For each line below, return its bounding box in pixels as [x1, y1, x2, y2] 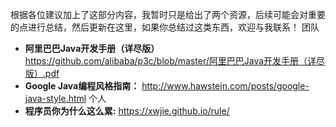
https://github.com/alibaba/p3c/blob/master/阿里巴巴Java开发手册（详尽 [24, 55, 326, 67]
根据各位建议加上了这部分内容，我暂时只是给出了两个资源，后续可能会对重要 [10, 9, 326, 20]
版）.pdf [24, 68, 60, 79]
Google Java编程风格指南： [24, 80, 140, 92]
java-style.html [24, 93, 87, 104]
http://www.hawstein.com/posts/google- [141, 80, 310, 92]
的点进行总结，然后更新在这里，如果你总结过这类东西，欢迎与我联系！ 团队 [10, 21, 320, 33]
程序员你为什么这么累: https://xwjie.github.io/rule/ [24, 105, 230, 117]
